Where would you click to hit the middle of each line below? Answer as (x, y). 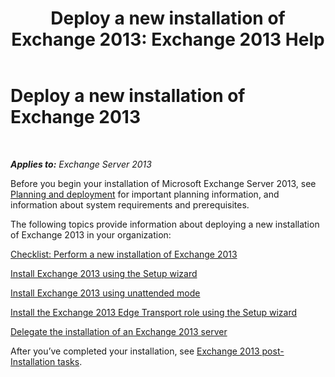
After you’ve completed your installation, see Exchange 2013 (135, 351)
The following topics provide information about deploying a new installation (165, 224)
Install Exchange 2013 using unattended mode (105, 293)
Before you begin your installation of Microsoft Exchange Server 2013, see (163, 183)
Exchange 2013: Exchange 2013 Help (168, 39)
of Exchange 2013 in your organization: (91, 234)
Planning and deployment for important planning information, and (145, 194)
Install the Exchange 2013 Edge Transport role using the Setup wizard (154, 312)
